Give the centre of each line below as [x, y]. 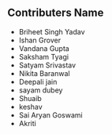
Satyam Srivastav [47, 65]
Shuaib [30, 98]
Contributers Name [56, 13]
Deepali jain [38, 81]
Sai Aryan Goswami [51, 115]
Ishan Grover [39, 40]
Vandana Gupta [44, 48]
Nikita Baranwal [44, 73]
